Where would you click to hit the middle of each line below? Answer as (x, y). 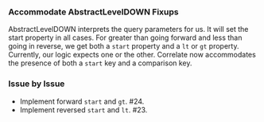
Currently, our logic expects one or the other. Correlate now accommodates (132, 55)
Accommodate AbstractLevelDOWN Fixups (93, 12)
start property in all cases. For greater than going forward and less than (125, 37)
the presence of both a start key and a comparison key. (100, 63)
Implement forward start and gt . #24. (82, 101)
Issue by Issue (37, 84)
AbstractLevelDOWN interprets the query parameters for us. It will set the (128, 30)
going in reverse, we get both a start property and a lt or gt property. (124, 46)
